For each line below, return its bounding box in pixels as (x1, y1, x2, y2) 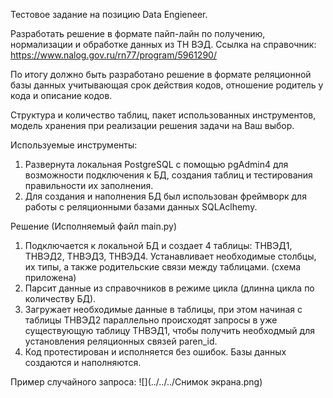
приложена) (24, 272, 77, 283)
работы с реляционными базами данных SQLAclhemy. (24, 201, 258, 213)
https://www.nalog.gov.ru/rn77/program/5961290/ (10, 49, 217, 61)
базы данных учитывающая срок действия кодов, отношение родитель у (10, 79, 324, 91)
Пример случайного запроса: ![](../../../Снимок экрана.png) (10, 376, 263, 388)
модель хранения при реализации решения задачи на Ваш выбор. (10, 120, 295, 131)
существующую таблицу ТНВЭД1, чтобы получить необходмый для (24, 325, 315, 336)
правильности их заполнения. (24, 180, 154, 191)
